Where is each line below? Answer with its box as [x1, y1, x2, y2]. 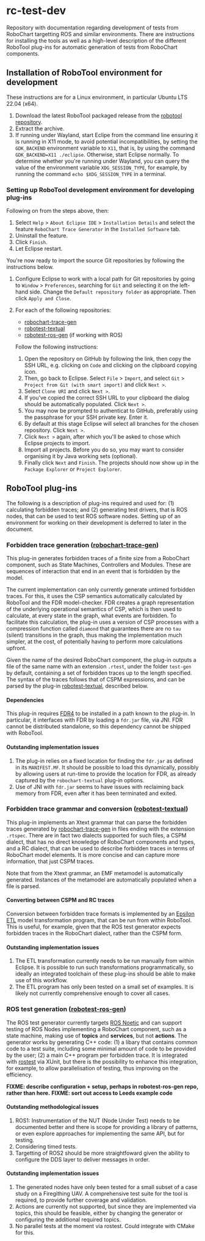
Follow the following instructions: [15, 343, 99, 350]
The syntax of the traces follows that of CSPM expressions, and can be [6, 676, 185, 683]
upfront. [6, 645, 27, 652]
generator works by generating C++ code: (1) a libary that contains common [6, 1038, 198, 1046]
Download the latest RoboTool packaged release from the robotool [15, 111, 182, 119]
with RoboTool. [6, 729, 44, 737]
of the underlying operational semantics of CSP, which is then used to [6, 606, 182, 613]
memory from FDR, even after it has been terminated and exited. [15, 790, 177, 797]
